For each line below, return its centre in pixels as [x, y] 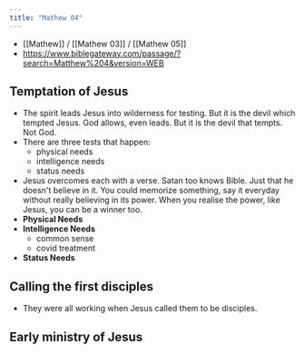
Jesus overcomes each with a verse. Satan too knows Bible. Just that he [158, 181]
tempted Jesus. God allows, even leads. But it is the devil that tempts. [152, 123]
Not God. [39, 133]
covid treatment [66, 248]
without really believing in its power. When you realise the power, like [152, 200]
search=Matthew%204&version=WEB [93, 63]
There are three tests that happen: [87, 143]
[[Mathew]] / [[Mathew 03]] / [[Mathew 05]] [104, 44]
